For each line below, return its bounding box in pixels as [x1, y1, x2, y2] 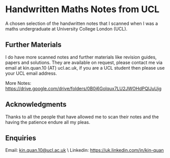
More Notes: [5, 80, 32, 86]
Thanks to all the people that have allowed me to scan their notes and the [5, 113, 159, 120]
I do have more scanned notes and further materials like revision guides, [5, 54, 157, 60]
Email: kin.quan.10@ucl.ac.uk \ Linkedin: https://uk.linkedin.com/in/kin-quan [5, 147, 164, 153]
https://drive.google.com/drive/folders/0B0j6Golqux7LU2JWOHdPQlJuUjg [5, 85, 162, 91]
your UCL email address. [5, 70, 57, 76]
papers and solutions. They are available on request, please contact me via [5, 59, 163, 66]
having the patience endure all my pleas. [5, 119, 91, 125]
